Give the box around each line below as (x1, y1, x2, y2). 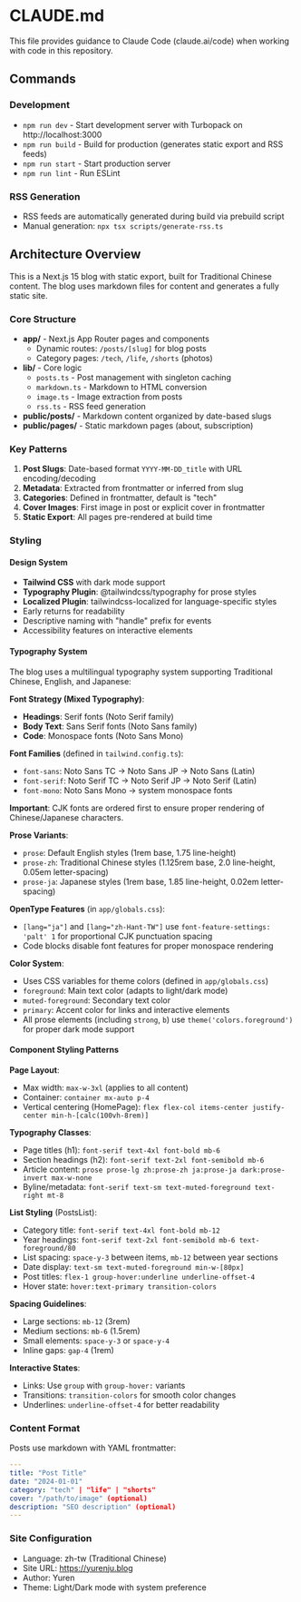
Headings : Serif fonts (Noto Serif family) (22, 711, 174, 722)
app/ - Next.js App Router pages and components (22, 333, 210, 345)
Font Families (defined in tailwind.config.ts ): (9, 748, 184, 759)
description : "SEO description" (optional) (9, 1502, 177, 1511)
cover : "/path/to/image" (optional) (9, 1494, 148, 1503)
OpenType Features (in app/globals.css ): (9, 903, 166, 914)
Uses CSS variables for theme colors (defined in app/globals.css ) (22, 975, 269, 986)
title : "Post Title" (9, 1469, 88, 1478)
